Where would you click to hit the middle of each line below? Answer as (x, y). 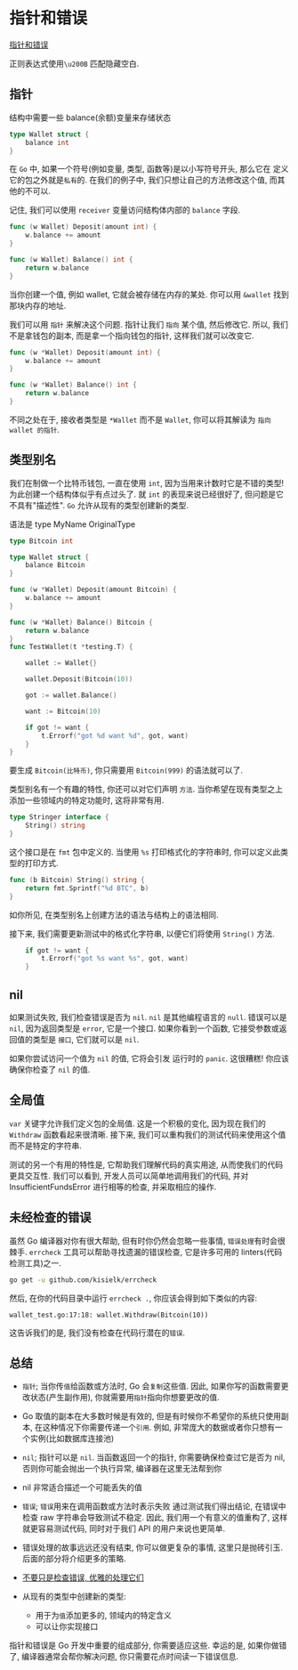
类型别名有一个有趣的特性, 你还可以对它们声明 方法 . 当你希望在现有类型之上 (146, 790)
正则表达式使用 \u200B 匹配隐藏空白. (74, 63)
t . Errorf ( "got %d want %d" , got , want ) (115, 735)
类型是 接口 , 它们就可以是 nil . (86, 1039)
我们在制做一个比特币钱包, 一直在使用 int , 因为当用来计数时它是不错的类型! (147, 482)
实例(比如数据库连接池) (72, 1439)
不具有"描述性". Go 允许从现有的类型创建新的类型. (99, 505)
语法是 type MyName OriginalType (72, 524)
